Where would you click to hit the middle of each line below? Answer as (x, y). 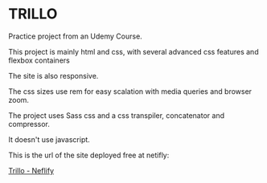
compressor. (29, 124)
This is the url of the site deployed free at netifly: (89, 155)
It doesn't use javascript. (49, 139)
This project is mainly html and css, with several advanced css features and (133, 51)
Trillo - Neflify (31, 170)
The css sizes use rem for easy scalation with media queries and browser (130, 91)
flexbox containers (39, 60)
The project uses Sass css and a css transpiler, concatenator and (117, 115)
